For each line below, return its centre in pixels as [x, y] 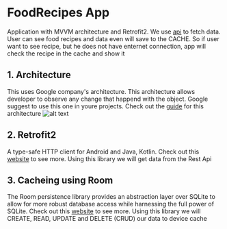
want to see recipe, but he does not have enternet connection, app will [107, 46]
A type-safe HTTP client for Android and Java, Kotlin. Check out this [103, 152]
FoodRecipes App [58, 13]
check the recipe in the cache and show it [66, 53]
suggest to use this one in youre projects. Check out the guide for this [105, 106]
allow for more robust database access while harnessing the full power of [110, 204]
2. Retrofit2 [32, 135]
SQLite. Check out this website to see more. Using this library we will [104, 211]
